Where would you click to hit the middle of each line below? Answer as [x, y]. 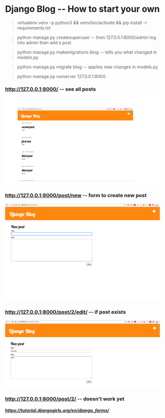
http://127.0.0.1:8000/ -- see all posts [51, 89]
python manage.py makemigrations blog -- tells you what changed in [87, 52]
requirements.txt [34, 28]
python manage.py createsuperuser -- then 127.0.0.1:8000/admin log [86, 37]
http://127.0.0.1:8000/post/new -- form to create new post [76, 195]
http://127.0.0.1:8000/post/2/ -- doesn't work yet [65, 399]
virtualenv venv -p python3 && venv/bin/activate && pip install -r [82, 23]
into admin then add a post [44, 42]
